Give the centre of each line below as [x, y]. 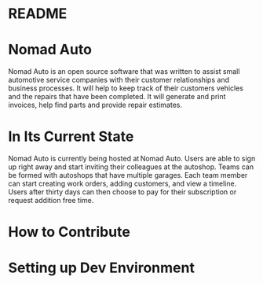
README [38, 14]
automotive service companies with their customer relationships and [119, 80]
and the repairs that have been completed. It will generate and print [117, 97]
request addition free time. [51, 201]
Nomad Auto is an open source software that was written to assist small [124, 72]
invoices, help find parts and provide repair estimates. [95, 105]
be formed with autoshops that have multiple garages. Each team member [128, 175]
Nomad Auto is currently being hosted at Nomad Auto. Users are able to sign [132, 159]
